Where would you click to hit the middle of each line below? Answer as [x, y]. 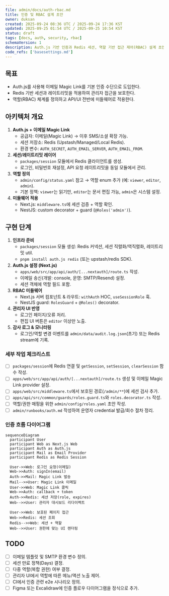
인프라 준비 [23, 240]
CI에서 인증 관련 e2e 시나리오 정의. [47, 581]
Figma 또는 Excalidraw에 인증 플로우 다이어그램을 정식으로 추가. [76, 588]
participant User [28, 439]
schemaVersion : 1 [23, 43]
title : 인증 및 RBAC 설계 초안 [34, 15]
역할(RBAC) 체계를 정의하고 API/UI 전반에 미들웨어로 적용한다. [73, 99]
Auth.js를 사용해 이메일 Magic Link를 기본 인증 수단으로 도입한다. [76, 87]
